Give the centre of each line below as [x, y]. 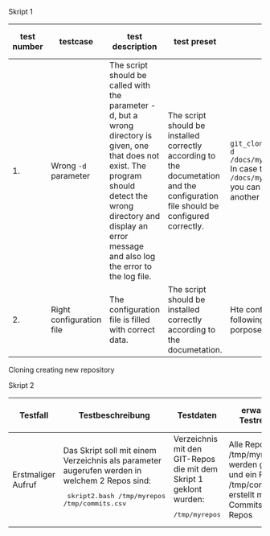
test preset [195, 41]
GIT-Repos [194, 459]
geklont [188, 489]
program [126, 176]
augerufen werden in [102, 470]
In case [244, 169]
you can [245, 187]
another [245, 197]
